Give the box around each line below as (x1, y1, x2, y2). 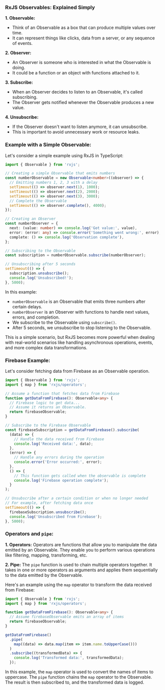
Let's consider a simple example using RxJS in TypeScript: (5, 152, 124, 159)
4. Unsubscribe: (5, 114, 39, 120)
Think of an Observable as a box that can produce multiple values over (12, 25, 156, 31)
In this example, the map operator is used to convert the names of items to (5, 669, 154, 675)
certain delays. (12, 303, 43, 309)
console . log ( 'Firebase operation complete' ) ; (14, 478, 109, 483)
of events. (12, 40, 33, 46)
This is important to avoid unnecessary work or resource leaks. (12, 129, 140, 135)
